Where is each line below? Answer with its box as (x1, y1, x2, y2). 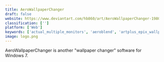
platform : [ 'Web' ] (5, 25, 42, 30)
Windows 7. (5, 52, 28, 58)
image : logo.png (5, 34, 38, 39)
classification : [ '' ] (5, 20, 49, 26)
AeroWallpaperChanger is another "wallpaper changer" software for (5, 47, 142, 53)
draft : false (5, 12, 32, 16)
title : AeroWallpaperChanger (5, 7, 64, 12)
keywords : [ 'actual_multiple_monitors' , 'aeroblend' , (5, 30, 117, 34)
